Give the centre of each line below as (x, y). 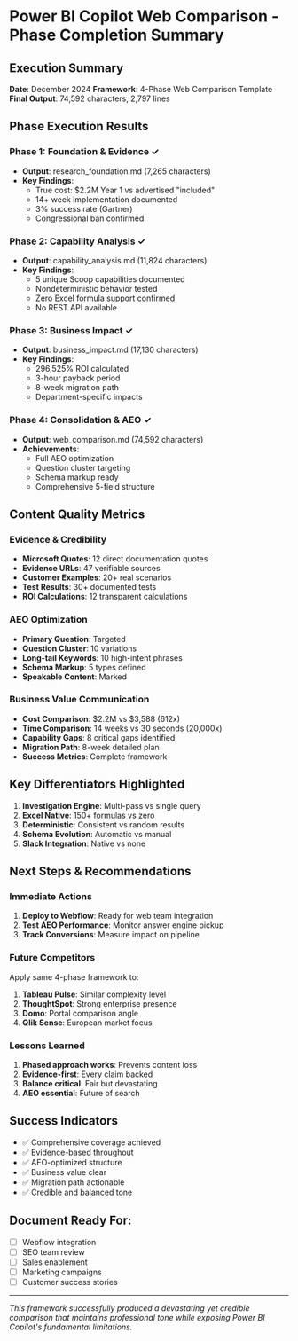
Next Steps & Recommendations (100, 871)
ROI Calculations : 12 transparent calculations (105, 597)
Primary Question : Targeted (74, 639)
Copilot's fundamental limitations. (71, 1327)
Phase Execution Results (79, 126)
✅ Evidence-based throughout (78, 1152)
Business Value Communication (79, 700)
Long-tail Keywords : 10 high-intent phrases (102, 657)
